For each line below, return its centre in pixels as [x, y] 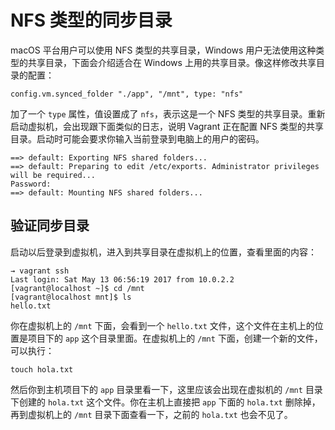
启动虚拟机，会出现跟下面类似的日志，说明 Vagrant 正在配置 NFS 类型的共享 [167, 126]
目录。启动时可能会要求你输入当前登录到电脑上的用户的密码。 [137, 138]
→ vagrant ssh [40, 271]
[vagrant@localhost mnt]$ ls [71, 297]
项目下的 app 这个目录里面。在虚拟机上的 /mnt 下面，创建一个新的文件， [175, 338]
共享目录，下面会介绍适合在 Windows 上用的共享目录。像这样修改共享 [172, 62]
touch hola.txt [42, 369]
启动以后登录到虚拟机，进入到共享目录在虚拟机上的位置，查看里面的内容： [163, 252]
